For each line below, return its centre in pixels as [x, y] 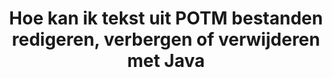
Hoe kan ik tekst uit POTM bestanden [166, 18]
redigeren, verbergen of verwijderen [166, 39]
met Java [166, 61]
